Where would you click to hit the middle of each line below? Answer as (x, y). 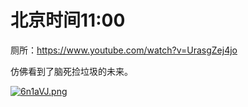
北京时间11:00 (68, 20)
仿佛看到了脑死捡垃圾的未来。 (71, 71)
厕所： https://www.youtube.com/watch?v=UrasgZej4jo (124, 50)
